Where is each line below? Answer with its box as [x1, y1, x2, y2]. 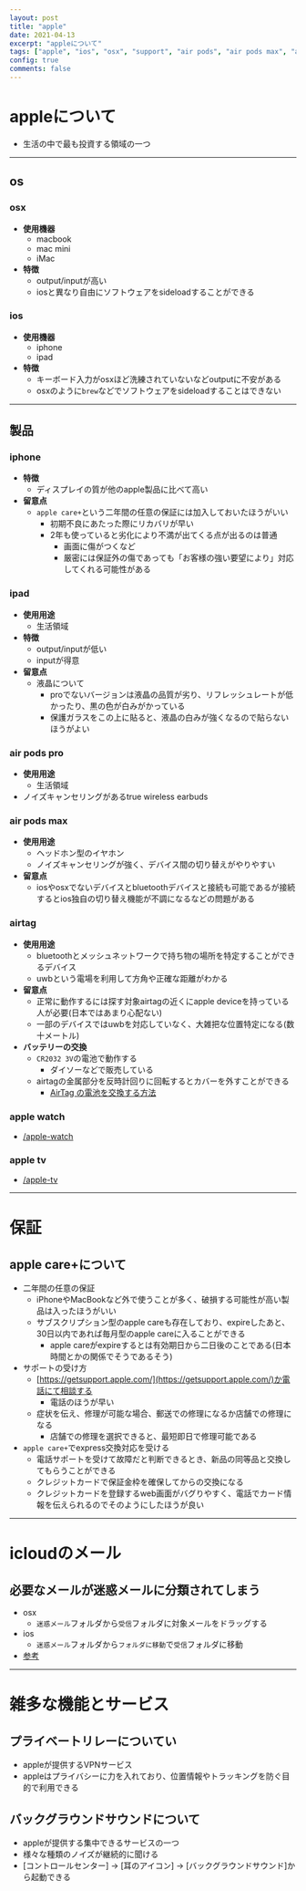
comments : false [9, 65, 71, 74]
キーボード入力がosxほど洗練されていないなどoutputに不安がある [36, 373, 282, 384]
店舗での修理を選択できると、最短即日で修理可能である [49, 1431, 258, 1442]
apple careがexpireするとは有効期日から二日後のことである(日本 [49, 1340, 291, 1351]
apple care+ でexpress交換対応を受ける [22, 1442, 170, 1453]
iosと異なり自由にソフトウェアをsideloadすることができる [36, 286, 255, 297]
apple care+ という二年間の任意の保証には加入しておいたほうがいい [36, 507, 289, 518]
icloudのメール [9, 1543, 121, 1564]
